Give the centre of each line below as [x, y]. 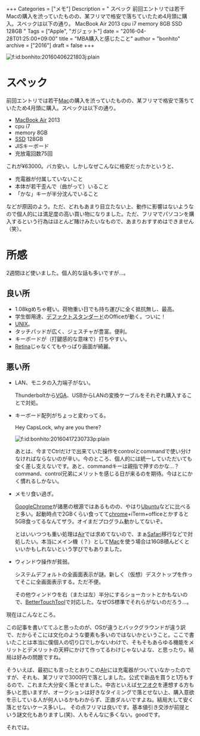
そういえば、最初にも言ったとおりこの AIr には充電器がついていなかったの [96, 670]
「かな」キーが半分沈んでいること [57, 193]
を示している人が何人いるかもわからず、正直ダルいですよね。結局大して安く [100, 700]
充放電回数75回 [33, 153]
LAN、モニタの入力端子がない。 [54, 382]
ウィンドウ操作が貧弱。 [44, 561]
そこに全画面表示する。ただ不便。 [62, 581]
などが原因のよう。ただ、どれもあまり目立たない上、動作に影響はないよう [98, 206]
